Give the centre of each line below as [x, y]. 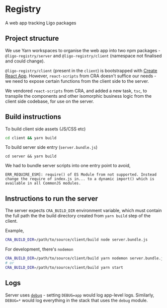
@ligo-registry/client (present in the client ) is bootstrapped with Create [81, 70]
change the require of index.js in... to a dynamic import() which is [80, 179]
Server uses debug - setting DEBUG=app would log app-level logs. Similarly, [80, 295]
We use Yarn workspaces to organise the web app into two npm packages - [83, 50]
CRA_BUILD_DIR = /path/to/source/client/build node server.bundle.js [77, 240]
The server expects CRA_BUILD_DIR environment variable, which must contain [83, 211]
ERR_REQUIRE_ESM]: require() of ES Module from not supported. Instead [81, 175]
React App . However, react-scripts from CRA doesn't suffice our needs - [81, 76]
